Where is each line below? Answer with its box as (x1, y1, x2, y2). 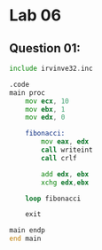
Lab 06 (9, 5, 62, 26)
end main (9, 234, 42, 244)
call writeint (41, 145, 93, 154)
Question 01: (9, 41, 82, 56)
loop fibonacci (25, 194, 82, 203)
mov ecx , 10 (25, 97, 69, 105)
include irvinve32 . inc (9, 64, 93, 73)
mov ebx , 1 (25, 105, 66, 113)
